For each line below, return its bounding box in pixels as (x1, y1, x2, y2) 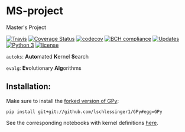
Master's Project (6, 24, 46, 31)
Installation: (6, 82, 51, 92)
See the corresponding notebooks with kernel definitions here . (6, 119, 158, 126)
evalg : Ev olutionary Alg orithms (6, 64, 82, 72)
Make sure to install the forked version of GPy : (6, 97, 119, 104)
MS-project (6, 4, 64, 18)
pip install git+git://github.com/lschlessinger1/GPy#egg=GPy (6, 108, 163, 115)
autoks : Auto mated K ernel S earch (6, 53, 89, 60)
